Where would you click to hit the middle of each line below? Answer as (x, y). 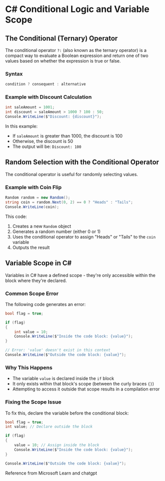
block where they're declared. (36, 280)
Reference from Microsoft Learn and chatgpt (51, 473)
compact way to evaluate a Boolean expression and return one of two (77, 55)
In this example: (21, 126)
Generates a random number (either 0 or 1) (56, 231)
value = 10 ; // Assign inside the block (57, 445)
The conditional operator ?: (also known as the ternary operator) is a (76, 50)
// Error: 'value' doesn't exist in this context (58, 350)
